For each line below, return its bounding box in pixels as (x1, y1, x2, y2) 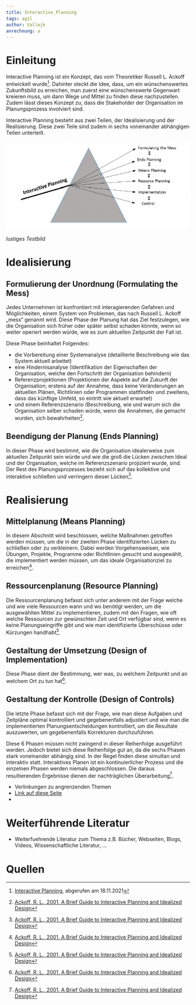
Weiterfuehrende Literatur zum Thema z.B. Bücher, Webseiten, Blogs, (14, 836, 182, 843)
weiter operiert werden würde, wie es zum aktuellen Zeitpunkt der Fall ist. (6, 328, 183, 336)
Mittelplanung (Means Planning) (6, 516, 125, 526)
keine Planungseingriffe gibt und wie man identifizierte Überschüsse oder (6, 621, 183, 629)
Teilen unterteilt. (6, 129, 45, 136)
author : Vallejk (6, 22, 45, 28)
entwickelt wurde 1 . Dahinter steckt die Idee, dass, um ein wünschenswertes (6, 80, 188, 87)
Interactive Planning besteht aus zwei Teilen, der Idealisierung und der (6, 116, 175, 124)
